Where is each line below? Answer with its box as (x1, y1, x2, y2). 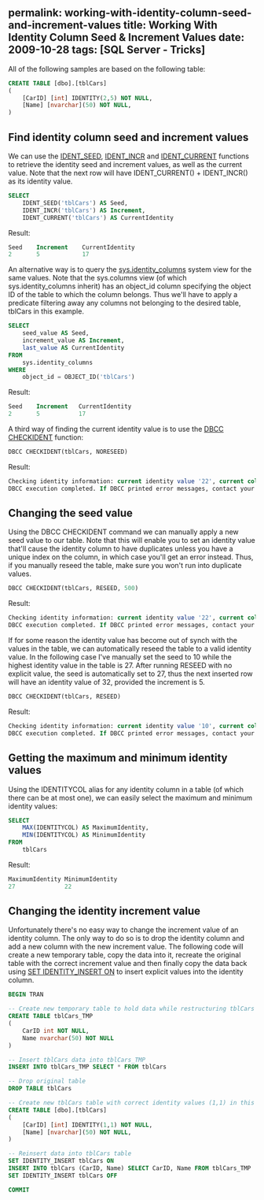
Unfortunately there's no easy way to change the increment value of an (8, 925, 239, 934)
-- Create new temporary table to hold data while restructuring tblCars (8, 1005, 255, 1013)
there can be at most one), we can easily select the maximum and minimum (8, 793, 253, 802)
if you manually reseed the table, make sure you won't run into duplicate (8, 561, 242, 570)
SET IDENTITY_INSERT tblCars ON (8, 1157, 114, 1165)
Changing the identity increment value (8, 905, 201, 918)
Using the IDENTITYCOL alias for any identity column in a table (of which (8, 784, 244, 794)
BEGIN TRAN (8, 990, 44, 999)
